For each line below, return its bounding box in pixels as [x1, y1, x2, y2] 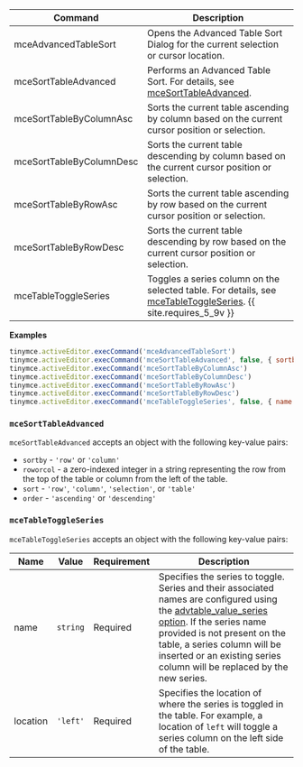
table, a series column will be [158, 638, 281, 651]
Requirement [93, 555, 151, 568]
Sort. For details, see [147, 76, 234, 88]
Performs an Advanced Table [147, 64, 271, 76]
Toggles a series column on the [147, 273, 280, 285]
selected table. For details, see [147, 284, 277, 296]
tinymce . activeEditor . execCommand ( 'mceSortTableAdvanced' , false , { [9, 356, 272, 365]
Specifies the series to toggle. [158, 570, 286, 583]
